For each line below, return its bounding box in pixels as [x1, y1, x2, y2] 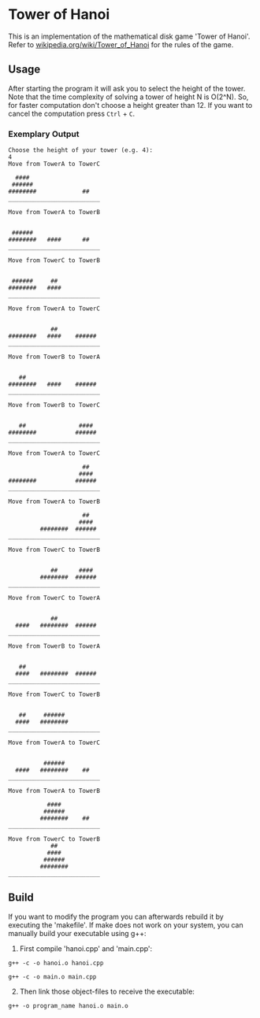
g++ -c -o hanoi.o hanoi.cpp [8, 959, 104, 967]
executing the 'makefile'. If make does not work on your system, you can [8, 920, 243, 930]
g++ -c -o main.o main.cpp [8, 972, 97, 981]
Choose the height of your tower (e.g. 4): [8, 146, 154, 154]
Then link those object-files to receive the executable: [19, 987, 195, 996]
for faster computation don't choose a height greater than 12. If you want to [8, 100, 253, 109]
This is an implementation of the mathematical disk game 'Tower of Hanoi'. [8, 31, 251, 41]
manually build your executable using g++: [8, 928, 147, 938]
